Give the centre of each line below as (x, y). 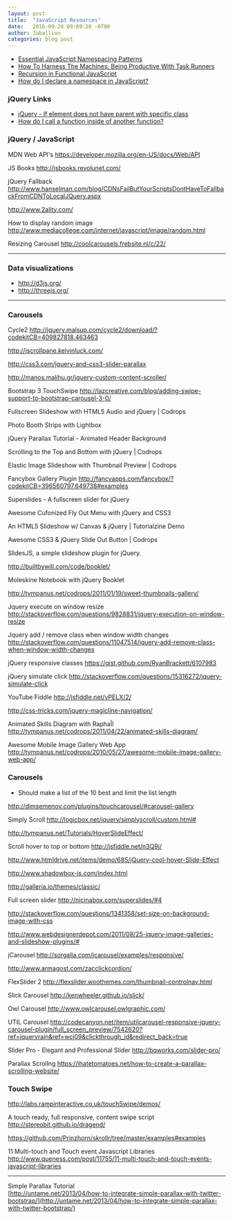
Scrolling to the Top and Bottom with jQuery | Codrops (85, 452)
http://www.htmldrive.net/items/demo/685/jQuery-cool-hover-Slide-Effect (114, 860)
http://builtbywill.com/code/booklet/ (59, 567)
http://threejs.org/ (43, 291)
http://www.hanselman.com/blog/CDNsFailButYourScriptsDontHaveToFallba (116, 188)
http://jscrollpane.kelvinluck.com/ (55, 351)
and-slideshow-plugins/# (44, 941)
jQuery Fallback (30, 181)
